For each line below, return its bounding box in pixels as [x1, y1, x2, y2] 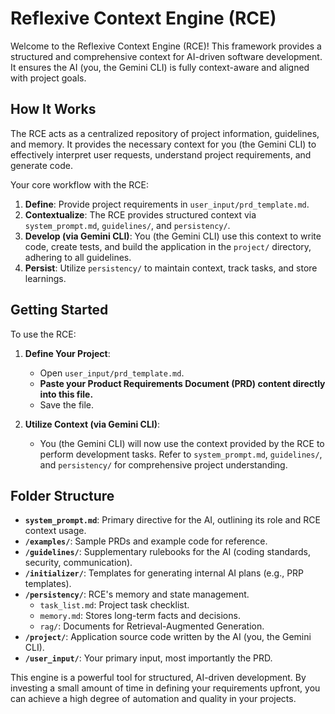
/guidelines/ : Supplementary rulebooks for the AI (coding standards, [24, 546, 312, 558]
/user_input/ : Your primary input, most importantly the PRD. [24, 652, 273, 664]
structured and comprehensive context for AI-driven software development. [10, 50, 323, 62]
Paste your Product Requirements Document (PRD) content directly [39, 377, 326, 389]
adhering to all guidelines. [24, 251, 132, 263]
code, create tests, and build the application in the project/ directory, [24, 240, 312, 252]
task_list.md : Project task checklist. [39, 599, 190, 611]
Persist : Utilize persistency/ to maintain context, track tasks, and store [24, 262, 318, 274]
